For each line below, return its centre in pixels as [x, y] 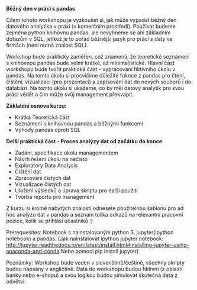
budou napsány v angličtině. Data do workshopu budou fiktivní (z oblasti [94, 269]
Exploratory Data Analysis [46, 165]
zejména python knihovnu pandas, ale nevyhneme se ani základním [88, 33]
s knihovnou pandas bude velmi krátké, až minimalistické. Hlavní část [91, 63]
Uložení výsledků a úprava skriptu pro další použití [76, 191]
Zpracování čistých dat [43, 178]
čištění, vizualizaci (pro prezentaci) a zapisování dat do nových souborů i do [99, 82]
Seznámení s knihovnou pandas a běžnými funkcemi [79, 123]
